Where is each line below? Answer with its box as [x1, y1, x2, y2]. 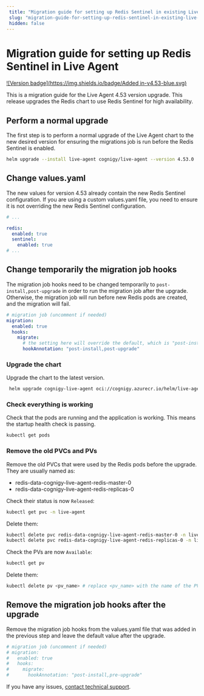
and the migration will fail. [6, 300, 71, 308]
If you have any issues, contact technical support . [6, 683, 131, 691]
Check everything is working [6, 400, 93, 409]
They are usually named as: [6, 467, 75, 474]
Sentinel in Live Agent [6, 59, 119, 73]
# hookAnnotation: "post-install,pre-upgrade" [6, 672, 143, 678]
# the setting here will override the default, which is [22, 340, 170, 346]
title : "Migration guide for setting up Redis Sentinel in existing [8, 9, 186, 15]
